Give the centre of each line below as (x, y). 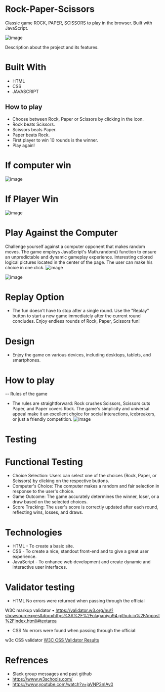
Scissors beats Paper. (34, 129)
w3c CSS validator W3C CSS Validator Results (52, 640)
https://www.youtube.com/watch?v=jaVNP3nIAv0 (63, 685)
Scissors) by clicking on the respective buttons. (61, 481)
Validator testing (40, 587)
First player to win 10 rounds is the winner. (55, 140)
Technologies (34, 532)
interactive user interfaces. (40, 567)
